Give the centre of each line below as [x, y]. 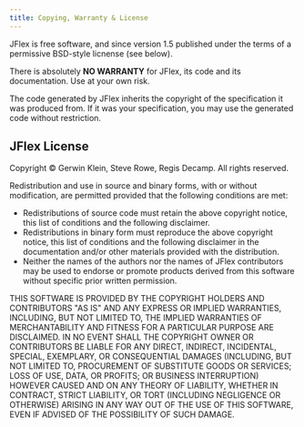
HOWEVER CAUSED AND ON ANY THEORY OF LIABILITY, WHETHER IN [144, 386]
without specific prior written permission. [100, 281]
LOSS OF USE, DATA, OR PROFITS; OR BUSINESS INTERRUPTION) [134, 376]
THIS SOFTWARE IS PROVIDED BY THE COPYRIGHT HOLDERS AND [137, 299]
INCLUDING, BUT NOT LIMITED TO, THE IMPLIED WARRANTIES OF [136, 318]
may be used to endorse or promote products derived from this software [158, 271]
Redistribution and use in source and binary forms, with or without [133, 186]
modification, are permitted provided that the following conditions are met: [149, 196]
